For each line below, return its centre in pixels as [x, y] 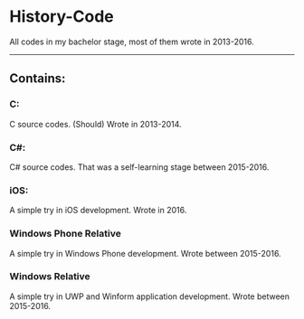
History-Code [62, 17]
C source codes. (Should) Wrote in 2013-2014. [96, 124]
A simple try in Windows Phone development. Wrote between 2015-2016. [146, 253]
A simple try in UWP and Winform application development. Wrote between [150, 296]
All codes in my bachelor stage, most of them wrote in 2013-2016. [132, 42]
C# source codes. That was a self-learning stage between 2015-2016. [139, 167]
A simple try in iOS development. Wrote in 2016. [98, 211]
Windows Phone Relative [66, 234]
